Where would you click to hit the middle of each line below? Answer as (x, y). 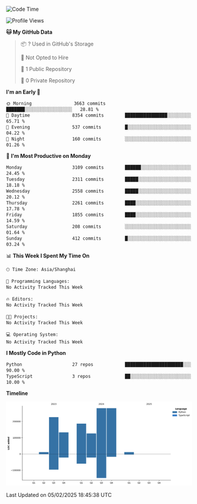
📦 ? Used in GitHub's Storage (57, 44)
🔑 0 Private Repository (48, 80)
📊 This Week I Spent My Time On (48, 256)
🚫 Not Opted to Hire (45, 57)
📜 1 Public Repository (46, 69)
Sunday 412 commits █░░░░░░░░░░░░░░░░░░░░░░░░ (99, 238)
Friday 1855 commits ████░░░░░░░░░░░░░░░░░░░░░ (99, 215)
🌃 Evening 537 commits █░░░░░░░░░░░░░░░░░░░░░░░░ (99, 127)
